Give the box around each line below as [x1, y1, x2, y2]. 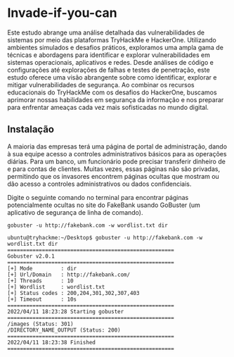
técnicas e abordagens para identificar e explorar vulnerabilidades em [7, 51, 211, 59]
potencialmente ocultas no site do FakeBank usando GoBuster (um [7, 201, 200, 209]
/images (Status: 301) [7, 320, 74, 327]
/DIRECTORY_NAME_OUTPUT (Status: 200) [7, 326, 121, 334]
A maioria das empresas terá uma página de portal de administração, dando [7, 142, 227, 151]
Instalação [7, 123, 55, 135]
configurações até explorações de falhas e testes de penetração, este [7, 65, 210, 74]
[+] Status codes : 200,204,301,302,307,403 [7, 289, 140, 296]
